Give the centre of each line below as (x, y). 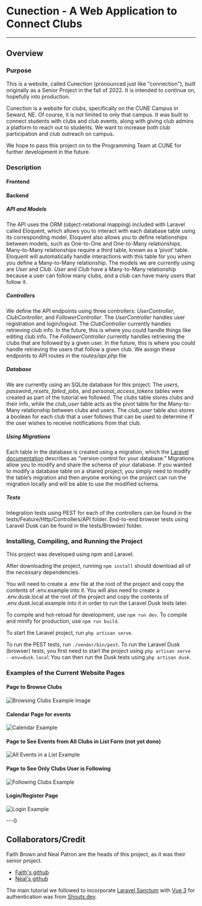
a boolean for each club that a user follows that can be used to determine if (99, 416)
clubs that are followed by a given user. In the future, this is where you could (101, 343)
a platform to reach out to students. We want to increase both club (88, 127)
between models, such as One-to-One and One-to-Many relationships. (94, 243)
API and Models (26, 209)
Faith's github (32, 872)
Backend (17, 195)
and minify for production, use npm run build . (63, 621)
